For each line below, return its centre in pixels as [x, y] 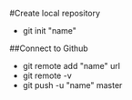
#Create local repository [55, 13]
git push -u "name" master [72, 85]
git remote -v [47, 75]
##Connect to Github [49, 48]
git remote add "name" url [71, 66]
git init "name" [50, 30]
